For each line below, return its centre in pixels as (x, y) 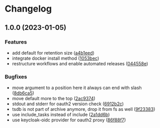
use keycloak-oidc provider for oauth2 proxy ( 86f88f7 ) (69, 120)
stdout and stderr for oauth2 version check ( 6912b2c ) (68, 104)
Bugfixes (16, 76)
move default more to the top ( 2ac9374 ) (54, 99)
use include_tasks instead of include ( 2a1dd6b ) (61, 115)
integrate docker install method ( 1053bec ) (56, 58)
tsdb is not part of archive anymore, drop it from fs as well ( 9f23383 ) (84, 109)
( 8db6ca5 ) (23, 93)
